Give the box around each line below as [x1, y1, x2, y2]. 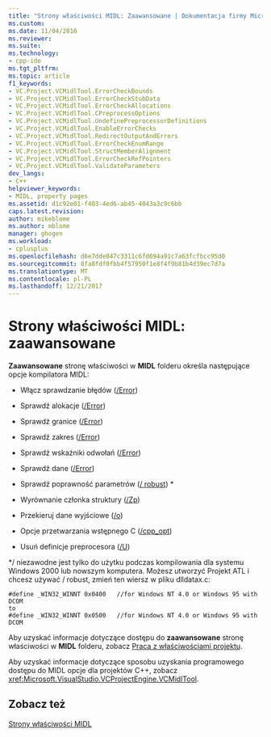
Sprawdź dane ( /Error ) [19, 464, 95, 474]
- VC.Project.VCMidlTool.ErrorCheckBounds [8, 86, 153, 95]
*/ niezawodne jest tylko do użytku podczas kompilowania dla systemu [8, 558, 244, 567]
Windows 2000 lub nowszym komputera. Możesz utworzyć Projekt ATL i [8, 566, 250, 576]
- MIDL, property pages [8, 192, 89, 200]
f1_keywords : [8, 79, 52, 87]
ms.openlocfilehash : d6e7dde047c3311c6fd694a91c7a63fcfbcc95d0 [8, 252, 226, 260]
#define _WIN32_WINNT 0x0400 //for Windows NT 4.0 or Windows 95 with [8, 591, 258, 599]
